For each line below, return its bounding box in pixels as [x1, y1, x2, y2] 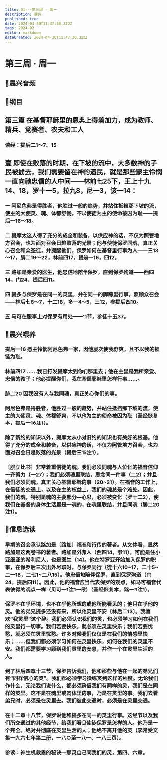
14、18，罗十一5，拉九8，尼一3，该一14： [5, 186, 138, 195]
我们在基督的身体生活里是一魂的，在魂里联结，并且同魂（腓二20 [5, 501, 160, 508]
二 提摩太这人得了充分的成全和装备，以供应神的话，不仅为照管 [5, 232, 154, 239]
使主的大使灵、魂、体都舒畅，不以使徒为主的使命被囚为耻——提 [5, 210, 158, 217]
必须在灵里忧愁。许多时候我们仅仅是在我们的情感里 [20, 631, 143, 638]
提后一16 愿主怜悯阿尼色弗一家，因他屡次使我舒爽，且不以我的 [5, 346, 155, 353]
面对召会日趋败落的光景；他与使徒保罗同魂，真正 [35, 240, 153, 247]
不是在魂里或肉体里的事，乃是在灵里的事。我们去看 [35, 690, 158, 697]
